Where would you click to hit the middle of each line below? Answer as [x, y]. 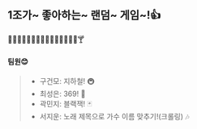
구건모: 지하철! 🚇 [67, 81]
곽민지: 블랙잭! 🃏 [66, 104]
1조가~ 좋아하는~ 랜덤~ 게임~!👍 [84, 15]
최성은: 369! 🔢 [62, 94]
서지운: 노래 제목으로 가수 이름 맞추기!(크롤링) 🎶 [114, 117]
